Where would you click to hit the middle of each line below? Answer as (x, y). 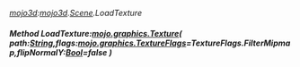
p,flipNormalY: (38, 52)
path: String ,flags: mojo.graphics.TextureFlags (98, 43)
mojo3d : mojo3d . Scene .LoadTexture (75, 13)
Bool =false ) (89, 52)
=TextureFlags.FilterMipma (238, 43)
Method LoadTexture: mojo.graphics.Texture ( (96, 33)
